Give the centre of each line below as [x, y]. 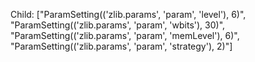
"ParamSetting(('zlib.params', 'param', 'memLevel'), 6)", [125, 35]
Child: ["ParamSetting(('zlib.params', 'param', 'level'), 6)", [128, 14]
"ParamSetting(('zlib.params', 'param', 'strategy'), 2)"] [121, 46]
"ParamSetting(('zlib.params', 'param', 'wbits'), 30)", [118, 25]
